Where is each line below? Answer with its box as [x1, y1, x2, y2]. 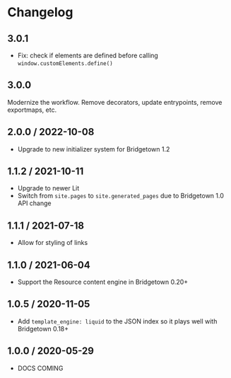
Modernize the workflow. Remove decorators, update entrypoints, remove [7, 98, 223, 106]
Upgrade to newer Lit [17, 184, 80, 193]
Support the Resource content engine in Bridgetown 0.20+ [17, 277, 189, 287]
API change [17, 199, 52, 207]
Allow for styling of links [17, 239, 88, 247]
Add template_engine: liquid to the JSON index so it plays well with [17, 316, 218, 326]
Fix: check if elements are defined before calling [17, 51, 159, 59]
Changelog [7, 4, 73, 21]
